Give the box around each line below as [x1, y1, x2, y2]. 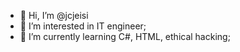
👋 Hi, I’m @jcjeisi [19, 10, 89, 21]
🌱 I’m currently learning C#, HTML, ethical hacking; [19, 31, 231, 42]
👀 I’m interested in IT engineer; [19, 20, 147, 32]
